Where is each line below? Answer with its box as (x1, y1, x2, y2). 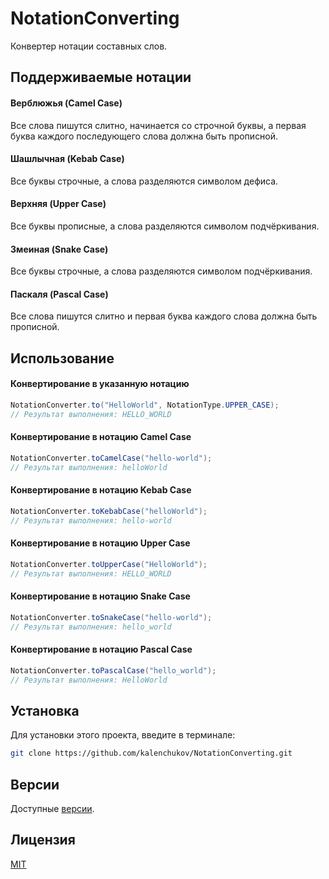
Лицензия (10, 832, 76, 849)
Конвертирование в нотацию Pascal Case (10, 643, 193, 656)
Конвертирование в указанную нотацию (10, 378, 190, 390)
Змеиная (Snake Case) (10, 243, 109, 255)
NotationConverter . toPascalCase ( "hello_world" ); (10, 665, 217, 676)
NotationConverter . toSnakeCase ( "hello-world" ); (10, 612, 213, 622)
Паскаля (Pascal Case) (10, 288, 109, 300)
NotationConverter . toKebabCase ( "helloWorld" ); (10, 506, 208, 516)
